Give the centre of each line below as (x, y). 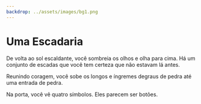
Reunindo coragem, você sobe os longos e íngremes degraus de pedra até (99, 76)
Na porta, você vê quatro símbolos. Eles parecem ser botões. (82, 94)
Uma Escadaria (45, 41)
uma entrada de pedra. (35, 82)
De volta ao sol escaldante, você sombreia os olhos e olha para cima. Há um (101, 58)
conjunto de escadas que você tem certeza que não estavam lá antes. (93, 64)
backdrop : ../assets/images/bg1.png (52, 12)
